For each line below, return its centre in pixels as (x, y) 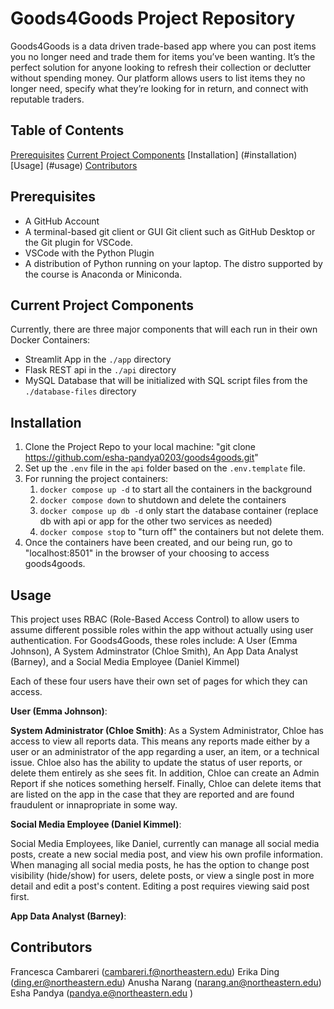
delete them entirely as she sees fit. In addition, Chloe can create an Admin (165, 773)
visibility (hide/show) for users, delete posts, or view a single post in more (162, 875)
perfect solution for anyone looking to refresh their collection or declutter (161, 67)
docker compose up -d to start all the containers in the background (176, 489)
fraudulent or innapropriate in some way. (94, 805)
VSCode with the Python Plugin (89, 253)
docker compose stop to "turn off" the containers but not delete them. (182, 532)
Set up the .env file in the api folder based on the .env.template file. (165, 468)
